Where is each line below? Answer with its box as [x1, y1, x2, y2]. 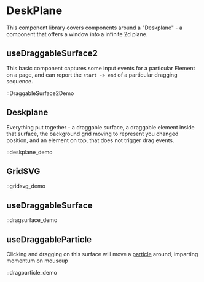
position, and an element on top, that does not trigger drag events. [6, 136, 175, 144]
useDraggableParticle [6, 234, 92, 245]
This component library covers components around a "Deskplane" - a [6, 24, 182, 31]
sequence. [6, 77, 34, 85]
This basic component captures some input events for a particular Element [6, 64, 195, 72]
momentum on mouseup [6, 257, 69, 264]
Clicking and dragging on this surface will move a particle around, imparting [6, 251, 198, 257]
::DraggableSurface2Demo [6, 90, 74, 97]
